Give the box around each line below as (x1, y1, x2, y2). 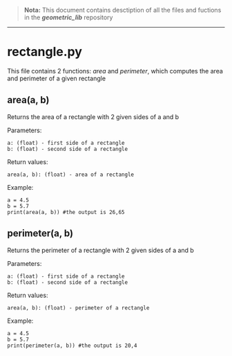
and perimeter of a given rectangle (7, 74, 106, 82)
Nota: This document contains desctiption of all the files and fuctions (23, 6, 222, 14)
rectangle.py (7, 44, 83, 60)
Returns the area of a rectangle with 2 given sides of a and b (7, 112, 180, 121)
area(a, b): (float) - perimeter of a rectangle (7, 304, 150, 311)
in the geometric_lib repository (23, 13, 113, 21)
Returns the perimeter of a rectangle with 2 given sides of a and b (7, 246, 195, 254)
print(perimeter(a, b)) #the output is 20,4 (7, 342, 137, 349)
